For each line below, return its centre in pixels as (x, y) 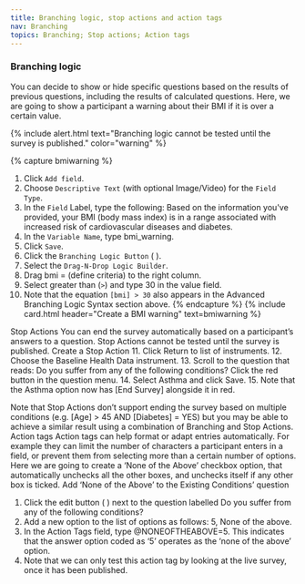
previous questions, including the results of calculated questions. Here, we (150, 96)
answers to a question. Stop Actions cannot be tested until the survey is (145, 341)
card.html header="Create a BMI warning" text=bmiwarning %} (142, 313)
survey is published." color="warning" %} (88, 143)
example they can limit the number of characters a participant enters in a (147, 446)
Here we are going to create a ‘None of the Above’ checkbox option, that (147, 465)
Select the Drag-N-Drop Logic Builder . (96, 265)
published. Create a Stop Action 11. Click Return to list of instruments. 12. (147, 351)
